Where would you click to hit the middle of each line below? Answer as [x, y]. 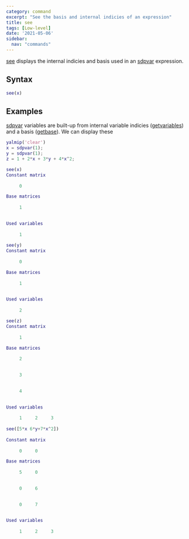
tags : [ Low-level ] [28, 28]
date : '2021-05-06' [30, 34]
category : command [28, 11]
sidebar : [17, 39]
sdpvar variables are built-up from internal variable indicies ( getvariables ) [95, 125]
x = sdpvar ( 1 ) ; [25, 148]
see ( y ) [14, 245]
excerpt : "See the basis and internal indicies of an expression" [89, 17]
